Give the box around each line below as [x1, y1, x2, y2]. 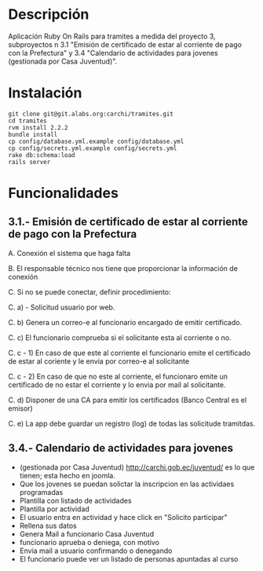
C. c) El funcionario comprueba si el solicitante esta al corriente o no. [8, 332, 232, 342]
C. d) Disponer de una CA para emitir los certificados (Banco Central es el [8, 395, 247, 404]
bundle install [8, 130, 58, 138]
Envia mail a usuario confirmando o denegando [19, 546, 173, 555]
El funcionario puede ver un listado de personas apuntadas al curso [19, 554, 239, 563]
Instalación [8, 84, 82, 102]
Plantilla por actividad [19, 504, 90, 514]
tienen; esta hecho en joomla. [19, 470, 115, 480]
